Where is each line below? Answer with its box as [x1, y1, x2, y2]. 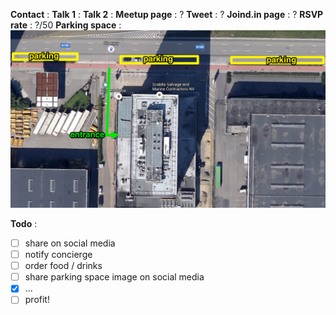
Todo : [10, 217, 38, 229]
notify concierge [24, 249, 93, 261]
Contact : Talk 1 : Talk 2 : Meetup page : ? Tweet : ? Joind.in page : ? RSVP [10, 9, 324, 20]
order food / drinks [24, 260, 103, 272]
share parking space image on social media [24, 271, 205, 283]
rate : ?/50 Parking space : [10, 19, 122, 31]
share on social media [24, 237, 116, 249]
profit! [24, 294, 50, 306]
